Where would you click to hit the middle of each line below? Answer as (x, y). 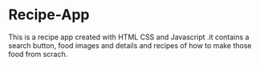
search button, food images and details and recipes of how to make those (130, 45)
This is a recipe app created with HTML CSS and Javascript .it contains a (129, 37)
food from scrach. (38, 54)
